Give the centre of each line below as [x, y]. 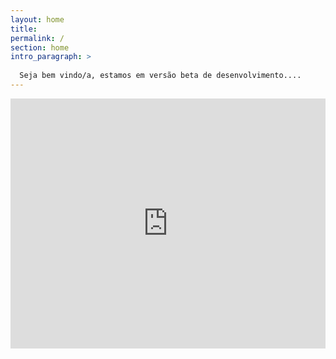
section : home [40, 47]
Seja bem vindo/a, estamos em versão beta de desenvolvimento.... [160, 76]
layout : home [37, 19]
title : [24, 29]
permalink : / [37, 38]
